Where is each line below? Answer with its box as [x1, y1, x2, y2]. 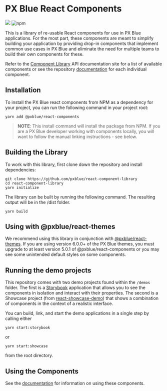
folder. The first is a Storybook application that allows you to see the [5, 284, 146, 290]
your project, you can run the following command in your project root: [5, 104, 148, 110]
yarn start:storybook [5, 325, 50, 330]
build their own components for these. [5, 51, 84, 57]
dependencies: [5, 166, 36, 172]
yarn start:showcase [5, 343, 48, 349]
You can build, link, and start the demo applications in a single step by [5, 310, 149, 316]
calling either [5, 315, 32, 321]
